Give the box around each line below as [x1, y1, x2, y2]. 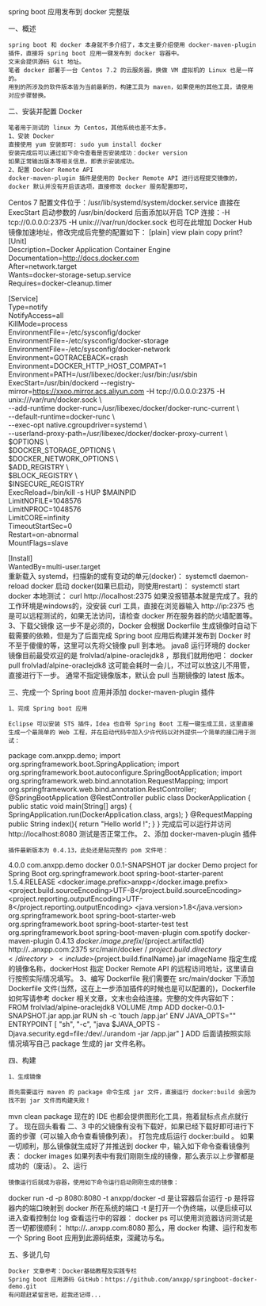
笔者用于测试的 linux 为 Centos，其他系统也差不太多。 [8, 124, 170, 132]
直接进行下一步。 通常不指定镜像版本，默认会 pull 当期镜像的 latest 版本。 [8, 671, 249, 680]
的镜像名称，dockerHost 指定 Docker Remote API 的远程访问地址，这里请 [8, 964, 248, 973]
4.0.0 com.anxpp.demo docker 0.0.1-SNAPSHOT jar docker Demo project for [8, 860, 258, 870]
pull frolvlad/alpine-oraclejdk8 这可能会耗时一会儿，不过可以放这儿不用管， [8, 661, 254, 670]
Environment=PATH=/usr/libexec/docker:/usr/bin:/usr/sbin [8, 370, 198, 379]
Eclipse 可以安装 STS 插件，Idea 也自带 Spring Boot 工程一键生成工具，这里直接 [8, 720, 254, 728]
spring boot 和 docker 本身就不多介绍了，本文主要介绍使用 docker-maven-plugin [8, 41, 256, 49]
